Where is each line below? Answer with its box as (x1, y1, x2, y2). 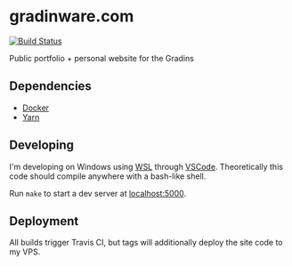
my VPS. (9, 246, 41, 257)
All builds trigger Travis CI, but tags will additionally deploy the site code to (9, 238, 283, 248)
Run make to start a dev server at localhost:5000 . (9, 188, 187, 198)
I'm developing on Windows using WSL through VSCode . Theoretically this (9, 161, 283, 172)
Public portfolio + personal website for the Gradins (9, 52, 194, 63)
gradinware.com (9, 6, 134, 27)
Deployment (9, 214, 79, 229)
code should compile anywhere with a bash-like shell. (9, 171, 207, 181)
